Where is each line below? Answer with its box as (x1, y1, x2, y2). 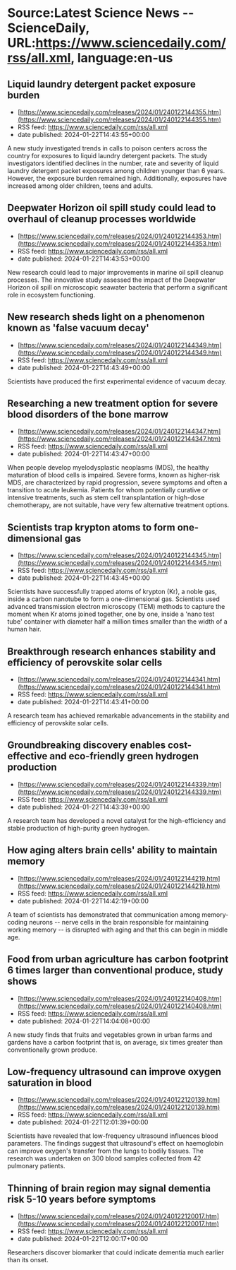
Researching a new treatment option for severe (7, 398, 218, 410)
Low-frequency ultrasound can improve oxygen (7, 1065, 222, 1078)
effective (7, 750, 48, 762)
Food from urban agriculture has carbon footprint (7, 954, 229, 966)
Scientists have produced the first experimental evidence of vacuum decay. (7, 376, 227, 386)
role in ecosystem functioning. (7, 290, 96, 299)
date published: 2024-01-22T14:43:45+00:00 (17, 574, 150, 582)
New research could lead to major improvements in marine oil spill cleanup (7, 268, 224, 276)
